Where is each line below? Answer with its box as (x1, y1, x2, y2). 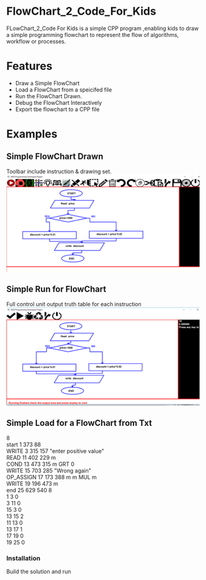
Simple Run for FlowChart (6, 284, 107, 295)
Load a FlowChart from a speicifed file (15, 86, 112, 93)
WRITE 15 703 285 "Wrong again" (6, 466, 92, 474)
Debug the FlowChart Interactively (15, 99, 102, 106)
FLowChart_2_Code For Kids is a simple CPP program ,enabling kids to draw (6, 25, 199, 32)
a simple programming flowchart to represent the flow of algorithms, (6, 31, 179, 38)
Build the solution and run (6, 568, 72, 575)
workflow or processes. (6, 37, 66, 45)
